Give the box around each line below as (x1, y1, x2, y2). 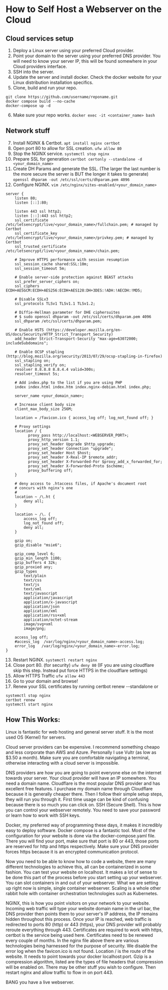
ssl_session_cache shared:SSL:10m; (14, 261, 89, 266)
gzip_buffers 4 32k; (14, 560, 57, 565)
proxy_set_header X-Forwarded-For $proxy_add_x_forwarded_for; (27, 459, 163, 464)
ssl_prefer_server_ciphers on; (14, 279, 80, 284)
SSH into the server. (12, 69, 54, 75)
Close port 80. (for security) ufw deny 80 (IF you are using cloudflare (12, 662, 154, 668)
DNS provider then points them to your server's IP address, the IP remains (5, 911, 158, 917)
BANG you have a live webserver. (5, 979, 74, 985)
